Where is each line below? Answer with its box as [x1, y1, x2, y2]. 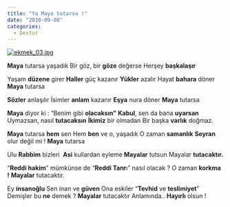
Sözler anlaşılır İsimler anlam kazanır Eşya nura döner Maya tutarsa [7, 96, 200, 104]
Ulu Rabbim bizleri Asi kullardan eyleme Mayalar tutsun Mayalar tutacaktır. [7, 150, 224, 159]
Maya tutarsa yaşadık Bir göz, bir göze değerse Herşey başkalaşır [7, 61, 196, 70]
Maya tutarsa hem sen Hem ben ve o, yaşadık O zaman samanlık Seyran [7, 130, 216, 138]
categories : [7, 23, 41, 30]
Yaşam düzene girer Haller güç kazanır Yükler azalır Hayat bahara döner [7, 75, 215, 83]
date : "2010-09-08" [7, 17, 63, 23]
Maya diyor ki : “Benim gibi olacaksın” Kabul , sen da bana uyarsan [7, 109, 200, 117]
